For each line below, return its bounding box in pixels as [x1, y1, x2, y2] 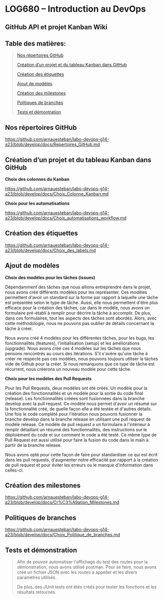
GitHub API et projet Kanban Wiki [5, 23, 108, 31]
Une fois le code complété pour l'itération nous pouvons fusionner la [5, 411, 143, 417]
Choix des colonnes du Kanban [5, 176, 70, 182]
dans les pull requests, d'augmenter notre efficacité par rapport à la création [5, 457, 158, 463]
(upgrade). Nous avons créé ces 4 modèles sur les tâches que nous [5, 345, 141, 351]
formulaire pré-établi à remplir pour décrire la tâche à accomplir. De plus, [5, 310, 152, 316]
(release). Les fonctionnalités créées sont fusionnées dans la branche [5, 395, 145, 401]
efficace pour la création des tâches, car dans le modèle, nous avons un [5, 304, 150, 311]
